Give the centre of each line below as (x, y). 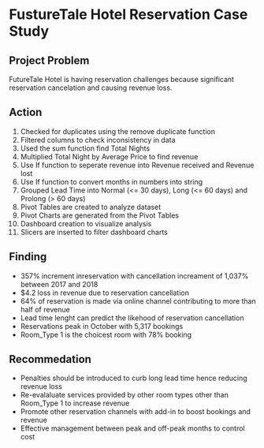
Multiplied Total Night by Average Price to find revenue (109, 156)
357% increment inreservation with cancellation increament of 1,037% (134, 276)
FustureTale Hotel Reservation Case (128, 15)
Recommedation (50, 359)
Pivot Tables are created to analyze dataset (91, 207)
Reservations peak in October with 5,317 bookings (102, 326)
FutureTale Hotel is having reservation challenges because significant (122, 79)
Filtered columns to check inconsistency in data (98, 140)
